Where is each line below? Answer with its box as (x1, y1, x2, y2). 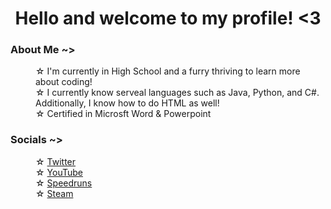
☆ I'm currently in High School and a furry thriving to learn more (35, 65, 301, 77)
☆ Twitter (35, 155, 77, 167)
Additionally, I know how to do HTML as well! (35, 97, 220, 109)
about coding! (35, 76, 93, 88)
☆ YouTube (35, 166, 83, 178)
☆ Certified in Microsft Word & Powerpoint (35, 108, 212, 120)
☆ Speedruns (35, 177, 93, 189)
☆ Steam (35, 187, 74, 199)
